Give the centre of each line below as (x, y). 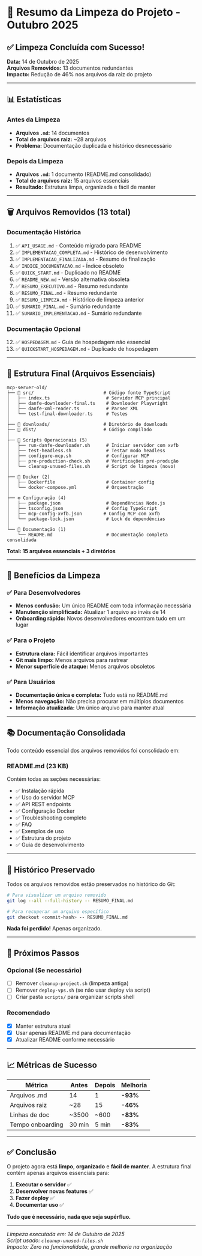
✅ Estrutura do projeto (43, 838)
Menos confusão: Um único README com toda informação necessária (103, 605)
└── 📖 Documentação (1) (37, 529)
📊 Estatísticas (34, 99)
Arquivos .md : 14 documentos (52, 133)
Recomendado (28, 1013)
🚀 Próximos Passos (43, 953)
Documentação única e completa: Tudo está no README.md (92, 695)
